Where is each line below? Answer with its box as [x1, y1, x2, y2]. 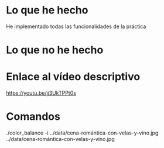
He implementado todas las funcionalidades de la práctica [6, 23, 146, 30]
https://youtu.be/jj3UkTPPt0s [6, 90, 76, 97]
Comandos [6, 110, 60, 123]
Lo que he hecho [6, 4, 88, 17]
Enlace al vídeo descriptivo [6, 70, 141, 84]
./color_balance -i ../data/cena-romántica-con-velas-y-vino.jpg [6, 129, 159, 136]
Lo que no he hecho [6, 43, 104, 57]
